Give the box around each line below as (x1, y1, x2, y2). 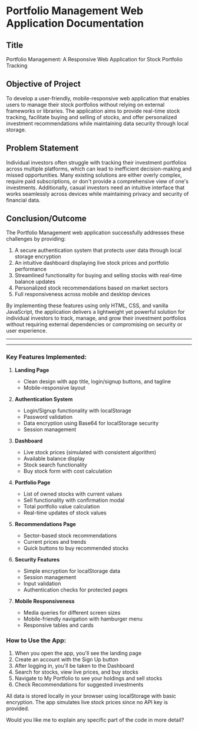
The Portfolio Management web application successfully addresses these (6, 229, 184, 237)
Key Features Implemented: (6, 353, 87, 361)
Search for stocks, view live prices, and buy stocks (14, 668, 138, 676)
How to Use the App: (6, 636, 67, 644)
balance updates (14, 278, 56, 285)
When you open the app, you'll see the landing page (14, 650, 142, 657)
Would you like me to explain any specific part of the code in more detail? (6, 717, 184, 724)
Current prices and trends (23, 538, 87, 545)
